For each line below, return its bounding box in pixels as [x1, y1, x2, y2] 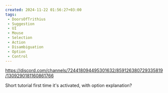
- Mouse [7, 30, 24, 35]
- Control [7, 53, 28, 59]
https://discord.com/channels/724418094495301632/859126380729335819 [5, 67, 163, 73]
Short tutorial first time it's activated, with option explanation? [5, 82, 132, 88]
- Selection [7, 35, 33, 40]
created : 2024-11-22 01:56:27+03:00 [5, 7, 82, 12]
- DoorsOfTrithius [7, 16, 46, 21]
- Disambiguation [7, 44, 44, 49]
